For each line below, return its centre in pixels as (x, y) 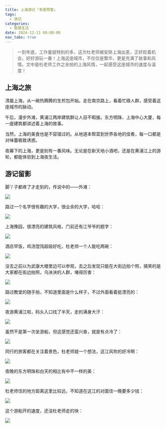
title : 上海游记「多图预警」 (31, 10)
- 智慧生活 (19, 28)
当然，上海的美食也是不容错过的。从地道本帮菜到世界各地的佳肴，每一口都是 (83, 134)
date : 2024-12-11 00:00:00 (33, 33)
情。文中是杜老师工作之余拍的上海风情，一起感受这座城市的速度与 (84, 64)
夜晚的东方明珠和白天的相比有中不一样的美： (51, 371)
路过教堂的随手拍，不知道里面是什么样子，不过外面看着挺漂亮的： (72, 292)
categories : (17, 24)
